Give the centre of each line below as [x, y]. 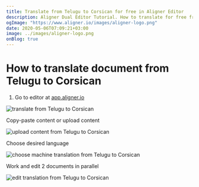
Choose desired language [38, 143]
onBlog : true [22, 39]
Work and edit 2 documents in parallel [52, 166]
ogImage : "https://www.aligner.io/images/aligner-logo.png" [82, 22]
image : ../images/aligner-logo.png [50, 34]
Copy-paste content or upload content [53, 120]
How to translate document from [88, 68]
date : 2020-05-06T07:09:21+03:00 [47, 28]
